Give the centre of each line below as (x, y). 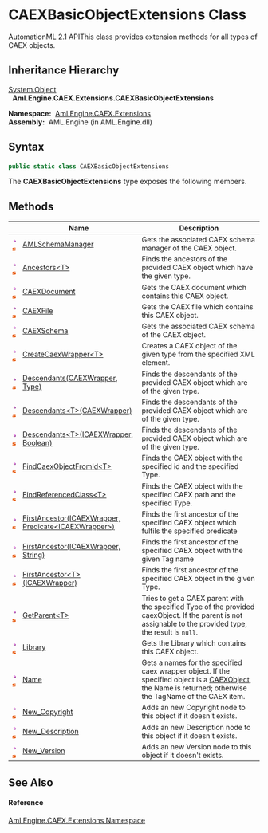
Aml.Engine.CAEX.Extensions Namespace (77, 820)
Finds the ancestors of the (185, 259)
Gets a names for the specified (192, 662)
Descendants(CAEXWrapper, (70, 378)
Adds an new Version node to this (197, 746)
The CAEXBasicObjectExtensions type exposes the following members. (128, 182)
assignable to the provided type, (194, 623)
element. (156, 363)
